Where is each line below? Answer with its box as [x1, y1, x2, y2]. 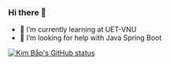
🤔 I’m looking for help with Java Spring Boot [19, 33, 162, 42]
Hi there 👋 [8, 7, 47, 18]
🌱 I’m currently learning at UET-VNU [19, 25, 137, 34]
